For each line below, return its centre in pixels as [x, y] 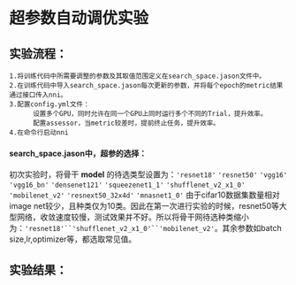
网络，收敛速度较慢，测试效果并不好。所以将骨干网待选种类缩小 [133, 217]
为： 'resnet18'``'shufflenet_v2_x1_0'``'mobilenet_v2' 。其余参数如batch [145, 228]
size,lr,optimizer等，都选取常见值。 [73, 239]
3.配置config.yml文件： [49, 104]
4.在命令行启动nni [39, 133]
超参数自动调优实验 [79, 18]
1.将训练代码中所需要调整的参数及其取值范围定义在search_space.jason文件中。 [138, 76]
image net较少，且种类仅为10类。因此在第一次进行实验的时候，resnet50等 [144, 206]
